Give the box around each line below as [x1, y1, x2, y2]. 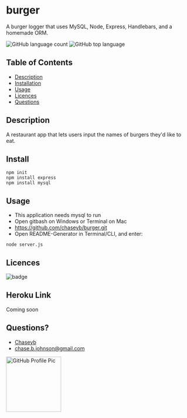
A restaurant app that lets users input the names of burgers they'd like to [6, 131, 182, 138]
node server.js [6, 242, 43, 248]
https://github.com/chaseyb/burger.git [14, 224, 107, 231]
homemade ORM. [6, 29, 49, 36]
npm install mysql [6, 180, 51, 186]
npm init [6, 170, 28, 176]
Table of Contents [6, 58, 73, 68]
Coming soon [6, 306, 39, 313]
